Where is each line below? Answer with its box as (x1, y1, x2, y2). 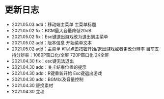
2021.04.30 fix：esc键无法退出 (11, 58, 74, 64)
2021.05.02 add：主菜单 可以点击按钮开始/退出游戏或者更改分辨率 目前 (11, 46, 155, 52)
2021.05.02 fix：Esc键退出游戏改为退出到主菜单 (11, 34, 109, 40)
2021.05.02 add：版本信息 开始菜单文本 (11, 40, 92, 45)
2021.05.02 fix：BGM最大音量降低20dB (11, 27, 92, 33)
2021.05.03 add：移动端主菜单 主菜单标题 (11, 21, 96, 27)
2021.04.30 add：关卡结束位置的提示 (11, 64, 87, 70)
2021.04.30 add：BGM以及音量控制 (11, 76, 84, 82)
